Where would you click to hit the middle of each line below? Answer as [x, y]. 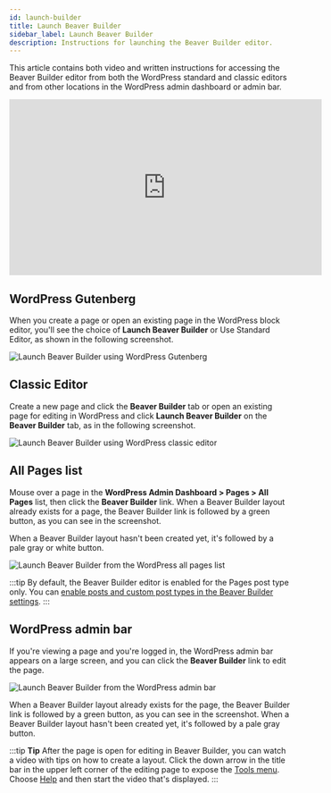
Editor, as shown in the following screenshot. [91, 340]
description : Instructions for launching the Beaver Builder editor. [141, 42]
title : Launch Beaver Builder [66, 26]
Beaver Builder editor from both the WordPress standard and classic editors [148, 78]
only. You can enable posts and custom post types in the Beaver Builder [141, 592]
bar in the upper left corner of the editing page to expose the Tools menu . [145, 769]
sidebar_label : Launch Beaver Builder [81, 34]
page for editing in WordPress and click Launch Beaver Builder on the [138, 416]
